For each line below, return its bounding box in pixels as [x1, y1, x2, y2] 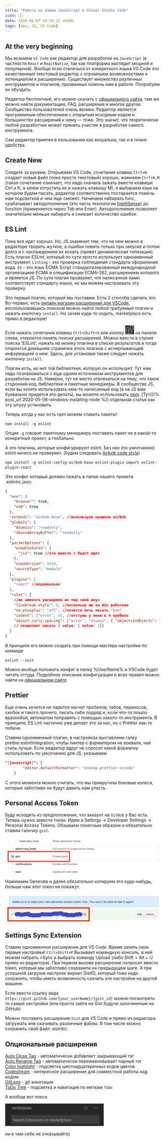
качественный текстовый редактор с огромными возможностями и [5, 71, 148, 77]
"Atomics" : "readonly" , [14, 525, 63, 530]
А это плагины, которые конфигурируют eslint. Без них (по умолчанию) [5, 445, 155, 451]
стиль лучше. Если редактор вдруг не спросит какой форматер [5, 745, 138, 751]
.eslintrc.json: [5, 478, 32, 484]
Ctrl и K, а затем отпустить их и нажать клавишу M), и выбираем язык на [5, 185, 159, 191]
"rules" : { [9, 592, 32, 597]
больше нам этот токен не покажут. [5, 884, 80, 890]
